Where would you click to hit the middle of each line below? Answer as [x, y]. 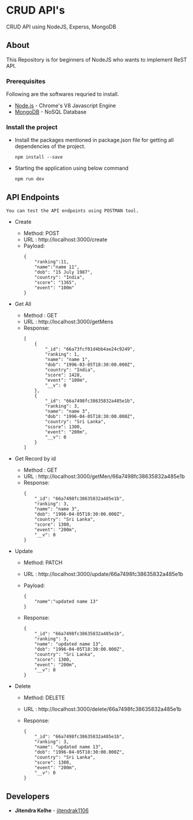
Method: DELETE [44, 698]
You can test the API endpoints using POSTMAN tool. [73, 211]
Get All [23, 304]
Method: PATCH [43, 562]
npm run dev [29, 179]
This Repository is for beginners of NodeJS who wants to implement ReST [97, 59]
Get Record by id [35, 459]
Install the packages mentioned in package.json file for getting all [94, 140]
